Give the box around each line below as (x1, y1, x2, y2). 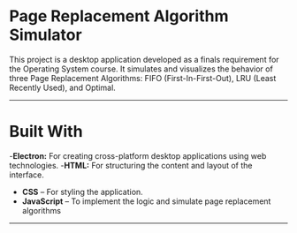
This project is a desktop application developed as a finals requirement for (9, 54, 280, 64)
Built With (9, 122, 83, 142)
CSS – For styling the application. (21, 186, 143, 197)
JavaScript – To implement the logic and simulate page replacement (21, 196, 271, 207)
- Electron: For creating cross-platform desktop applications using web (9, 150, 267, 161)
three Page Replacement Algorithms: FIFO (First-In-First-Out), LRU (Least (9, 72, 277, 83)
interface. (9, 169, 44, 180)
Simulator (9, 25, 82, 45)
